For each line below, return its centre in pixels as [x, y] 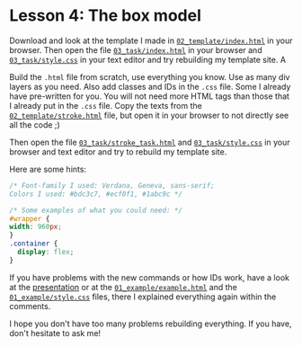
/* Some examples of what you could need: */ [96, 210]
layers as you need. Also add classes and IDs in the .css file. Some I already [150, 86]
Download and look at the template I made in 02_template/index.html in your [151, 40]
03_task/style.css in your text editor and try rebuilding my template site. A [147, 59]
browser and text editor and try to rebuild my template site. [118, 151]
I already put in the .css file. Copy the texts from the [106, 105]
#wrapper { [30, 218]
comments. [30, 306]
